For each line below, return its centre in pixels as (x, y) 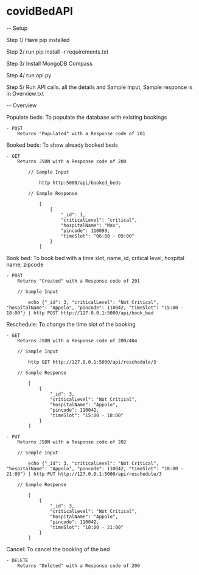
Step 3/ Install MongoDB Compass (50, 63)
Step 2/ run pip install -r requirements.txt (58, 51)
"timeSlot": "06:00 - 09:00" (98, 236)
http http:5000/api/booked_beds (80, 183)
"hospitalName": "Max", (91, 225)
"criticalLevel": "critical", (99, 220)
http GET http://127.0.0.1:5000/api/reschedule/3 (92, 362)
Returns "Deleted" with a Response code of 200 (79, 566)
